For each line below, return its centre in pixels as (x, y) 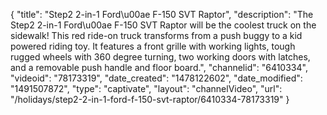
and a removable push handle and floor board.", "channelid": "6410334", (159, 67)
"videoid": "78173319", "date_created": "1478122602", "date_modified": (156, 78)
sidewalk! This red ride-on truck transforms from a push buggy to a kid (156, 35)
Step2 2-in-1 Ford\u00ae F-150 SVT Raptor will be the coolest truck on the (163, 25)
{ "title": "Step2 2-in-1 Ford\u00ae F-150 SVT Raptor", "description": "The (162, 14)
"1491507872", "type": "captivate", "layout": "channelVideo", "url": (146, 88)
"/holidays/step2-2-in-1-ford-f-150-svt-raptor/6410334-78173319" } (150, 99)
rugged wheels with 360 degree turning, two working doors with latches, (160, 57)
